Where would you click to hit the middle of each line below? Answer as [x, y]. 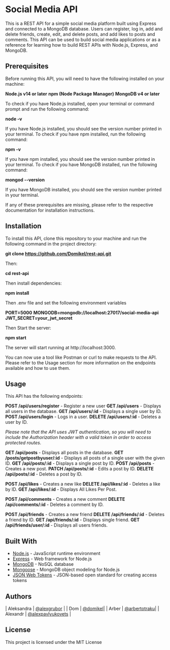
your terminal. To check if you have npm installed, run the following [75, 134]
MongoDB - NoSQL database [43, 564]
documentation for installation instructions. [50, 210]
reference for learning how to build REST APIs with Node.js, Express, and [82, 45]
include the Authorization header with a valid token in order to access [78, 437]
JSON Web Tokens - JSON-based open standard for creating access [85, 575]
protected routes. [23, 443]
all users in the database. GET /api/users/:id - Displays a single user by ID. [83, 412]
